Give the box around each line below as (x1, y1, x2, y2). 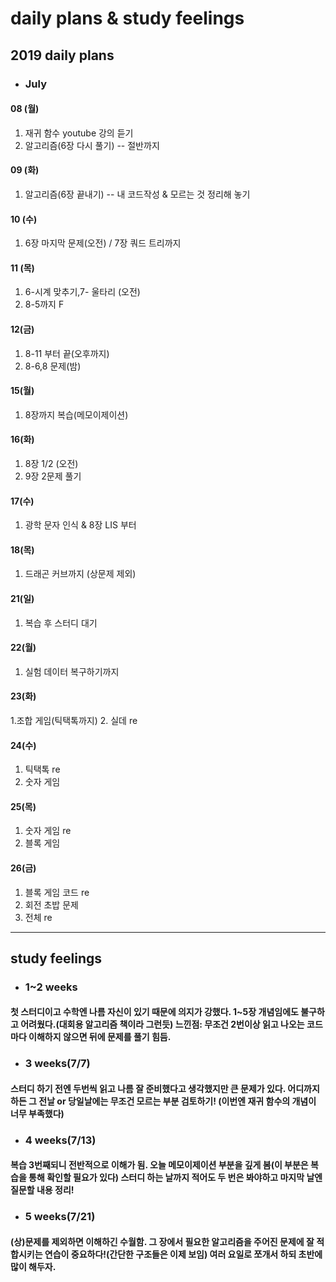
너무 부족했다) (10, 1107, 65, 1119)
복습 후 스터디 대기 (24, 617, 98, 629)
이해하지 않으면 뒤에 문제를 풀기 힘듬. (28, 1031, 172, 1043)
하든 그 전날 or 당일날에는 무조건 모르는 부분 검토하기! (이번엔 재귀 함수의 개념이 (10, 1095, 317, 1107)
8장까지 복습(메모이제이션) (24, 408, 129, 421)
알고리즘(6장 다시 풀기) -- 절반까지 (24, 139, 160, 151)
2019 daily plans (10, 47, 115, 64)
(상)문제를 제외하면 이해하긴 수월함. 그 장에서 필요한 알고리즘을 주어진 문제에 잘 (10, 1236, 315, 1247)
